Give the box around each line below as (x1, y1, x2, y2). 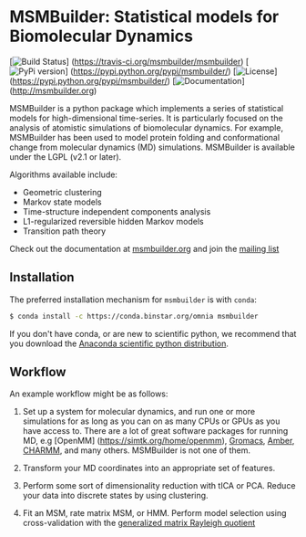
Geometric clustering (22, 186, 102, 197)
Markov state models (22, 196, 102, 207)
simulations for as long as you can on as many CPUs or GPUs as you (22, 416, 280, 426)
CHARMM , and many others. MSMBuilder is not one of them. (22, 445, 250, 456)
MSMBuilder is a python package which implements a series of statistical (9, 102, 284, 113)
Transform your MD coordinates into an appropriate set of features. (22, 463, 276, 474)
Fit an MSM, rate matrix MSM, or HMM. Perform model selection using (22, 508, 287, 519)
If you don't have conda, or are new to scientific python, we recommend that (9, 328, 297, 339)
